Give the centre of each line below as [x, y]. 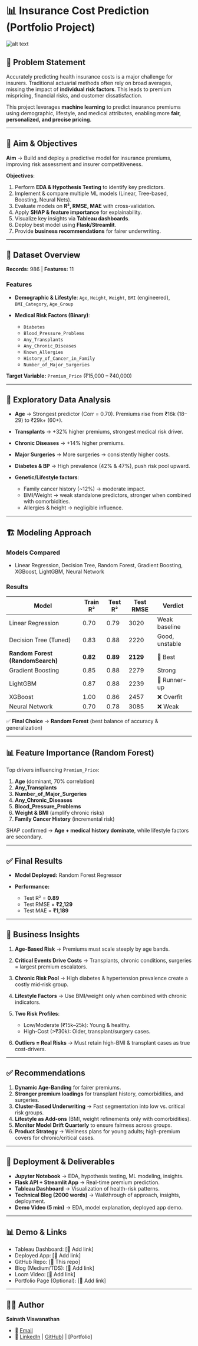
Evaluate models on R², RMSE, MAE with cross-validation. [85, 206]
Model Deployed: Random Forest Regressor [68, 875]
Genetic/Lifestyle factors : [47, 477]
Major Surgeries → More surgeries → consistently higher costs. [92, 454]
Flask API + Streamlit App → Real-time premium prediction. [87, 1182]
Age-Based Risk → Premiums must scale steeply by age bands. [92, 949]
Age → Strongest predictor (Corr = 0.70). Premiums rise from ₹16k [95, 414]
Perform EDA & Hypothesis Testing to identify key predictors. [90, 187]
